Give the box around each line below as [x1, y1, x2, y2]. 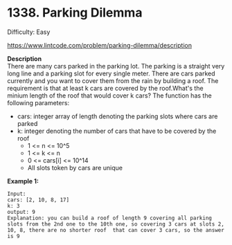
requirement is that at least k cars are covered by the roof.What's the [7, 84, 204, 92]
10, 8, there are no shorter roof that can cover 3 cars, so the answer [7, 226, 225, 233]
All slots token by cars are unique [27, 163, 123, 172]
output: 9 [7, 208, 36, 215]
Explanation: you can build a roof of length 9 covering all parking [7, 215, 213, 221]
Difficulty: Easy [7, 28, 51, 36]
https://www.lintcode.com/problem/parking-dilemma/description [7, 41, 193, 49]
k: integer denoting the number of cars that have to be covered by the [17, 127, 217, 135]
